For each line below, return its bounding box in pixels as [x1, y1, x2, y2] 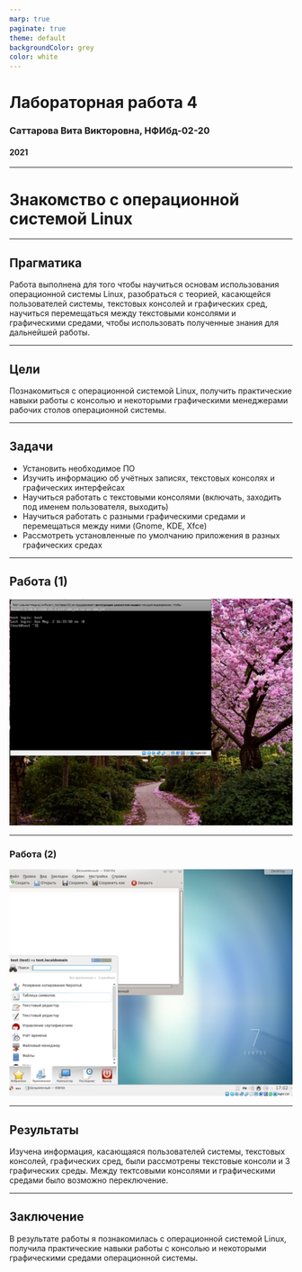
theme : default [9, 33, 67, 42]
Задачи [9, 439, 54, 455]
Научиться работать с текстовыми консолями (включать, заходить [22, 492, 281, 502]
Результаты [9, 1122, 79, 1138]
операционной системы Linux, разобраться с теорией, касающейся [9, 289, 271, 300]
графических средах [22, 539, 103, 550]
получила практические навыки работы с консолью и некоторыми [9, 1242, 267, 1253]
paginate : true [9, 23, 67, 33]
